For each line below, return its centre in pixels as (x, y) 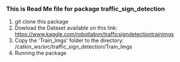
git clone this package (41, 22)
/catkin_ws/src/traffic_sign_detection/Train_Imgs (73, 47)
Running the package (40, 53)
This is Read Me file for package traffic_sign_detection (86, 9)
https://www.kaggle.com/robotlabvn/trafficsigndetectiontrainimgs (94, 34)
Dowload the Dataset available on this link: (66, 28)
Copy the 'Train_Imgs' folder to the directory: (69, 41)
